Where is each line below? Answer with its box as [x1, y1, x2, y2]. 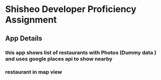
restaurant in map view [5, 68, 62, 75]
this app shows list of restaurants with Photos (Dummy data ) [5, 49, 156, 56]
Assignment [5, 14, 57, 25]
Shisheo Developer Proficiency [5, 3, 136, 15]
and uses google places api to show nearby [5, 55, 112, 62]
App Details [5, 34, 42, 42]
